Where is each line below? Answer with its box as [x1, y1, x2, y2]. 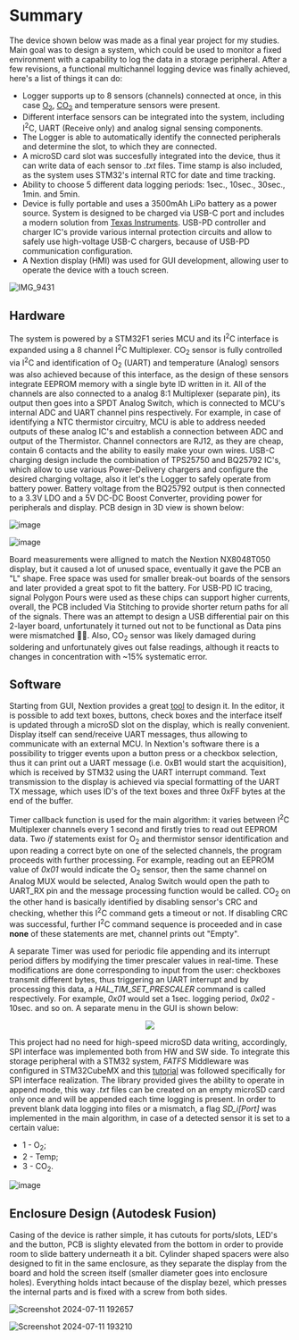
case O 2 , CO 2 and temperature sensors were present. [21, 99, 220, 113]
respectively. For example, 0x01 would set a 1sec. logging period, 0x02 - [9, 993, 276, 1004]
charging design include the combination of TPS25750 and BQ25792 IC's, [9, 454, 281, 465]
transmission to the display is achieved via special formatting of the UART [9, 777, 280, 788]
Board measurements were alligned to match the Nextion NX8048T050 [9, 553, 270, 564]
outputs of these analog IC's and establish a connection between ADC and [9, 426, 284, 436]
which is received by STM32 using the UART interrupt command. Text [9, 767, 266, 778]
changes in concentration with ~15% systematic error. [9, 651, 208, 662]
